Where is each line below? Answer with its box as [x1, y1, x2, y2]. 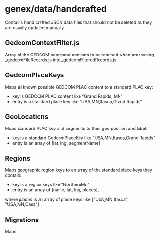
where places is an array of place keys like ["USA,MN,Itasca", [5, 196, 129, 202]
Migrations [5, 216, 39, 224]
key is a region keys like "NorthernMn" [12, 182, 90, 188]
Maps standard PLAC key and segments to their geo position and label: [5, 126, 148, 131]
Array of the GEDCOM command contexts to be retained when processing [5, 52, 154, 57]
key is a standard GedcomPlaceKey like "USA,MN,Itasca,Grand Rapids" [12, 135, 156, 141]
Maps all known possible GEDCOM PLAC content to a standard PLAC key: [5, 84, 153, 90]
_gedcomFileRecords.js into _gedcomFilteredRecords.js [5, 57, 117, 63]
